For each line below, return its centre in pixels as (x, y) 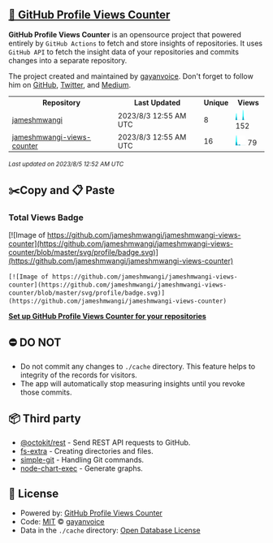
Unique (216, 103)
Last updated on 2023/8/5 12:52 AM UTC (66, 164)
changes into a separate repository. (68, 60)
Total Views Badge (46, 218)
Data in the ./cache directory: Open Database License (110, 530)
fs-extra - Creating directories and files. (87, 450)
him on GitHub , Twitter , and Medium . (70, 84)
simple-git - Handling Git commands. (82, 459)
